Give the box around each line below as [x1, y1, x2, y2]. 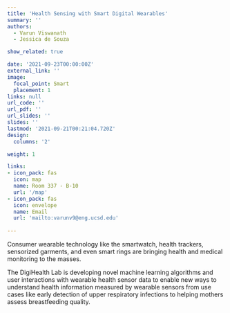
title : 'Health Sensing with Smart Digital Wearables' [7, 10, 169, 17]
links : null [7, 93, 41, 100]
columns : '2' [13, 138, 51, 145]
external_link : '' [7, 67, 60, 74]
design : [7, 132, 30, 138]
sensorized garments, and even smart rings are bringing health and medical [7, 247, 223, 256]
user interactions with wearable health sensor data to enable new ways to [7, 276, 217, 284]
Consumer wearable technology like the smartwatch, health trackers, [7, 240, 204, 248]
